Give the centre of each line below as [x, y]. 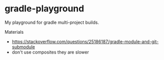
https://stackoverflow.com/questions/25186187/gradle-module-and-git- [85, 41]
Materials [14, 32]
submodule [23, 47]
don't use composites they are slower [50, 52]
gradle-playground [44, 9]
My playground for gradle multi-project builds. [52, 22]
